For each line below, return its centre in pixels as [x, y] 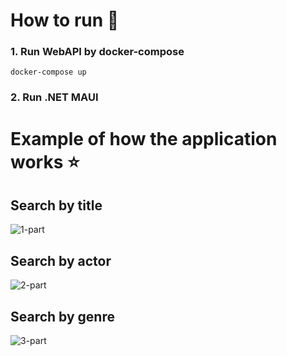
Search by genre [62, 316]
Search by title [56, 205]
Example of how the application [144, 138]
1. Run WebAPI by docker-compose [97, 52]
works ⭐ [45, 161]
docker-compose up [48, 72]
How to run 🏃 [65, 20]
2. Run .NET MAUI [54, 97]
